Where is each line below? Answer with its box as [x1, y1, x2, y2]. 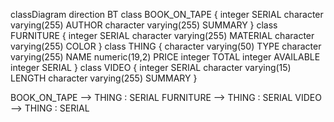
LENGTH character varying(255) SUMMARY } [10, 72, 198, 84]
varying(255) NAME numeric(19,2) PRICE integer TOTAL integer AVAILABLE [10, 51, 321, 63]
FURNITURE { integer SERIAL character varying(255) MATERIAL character [10, 30, 315, 41]
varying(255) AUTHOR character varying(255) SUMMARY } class [10, 19, 278, 31]
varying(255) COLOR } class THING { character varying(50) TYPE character [10, 40, 322, 52]
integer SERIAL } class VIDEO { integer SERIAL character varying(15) [10, 62, 292, 73]
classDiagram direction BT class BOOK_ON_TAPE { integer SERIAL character [10, 9, 324, 20]
